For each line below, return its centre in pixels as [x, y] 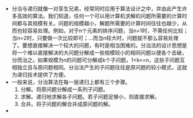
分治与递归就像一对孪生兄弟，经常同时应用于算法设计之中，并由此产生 [97, 9]
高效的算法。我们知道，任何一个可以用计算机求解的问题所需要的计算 [99, 16]
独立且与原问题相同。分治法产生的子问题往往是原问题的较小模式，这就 [102, 67]
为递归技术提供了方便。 [40, 75]
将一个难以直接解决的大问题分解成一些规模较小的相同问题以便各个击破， [99, 53]
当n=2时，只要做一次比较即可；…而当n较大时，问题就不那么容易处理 [95, 38]
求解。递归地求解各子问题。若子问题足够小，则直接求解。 [90, 97]
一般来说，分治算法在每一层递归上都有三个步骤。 [71, 82]
